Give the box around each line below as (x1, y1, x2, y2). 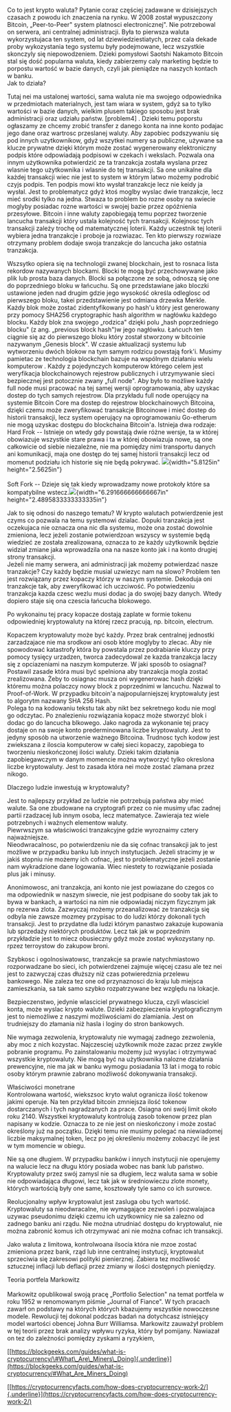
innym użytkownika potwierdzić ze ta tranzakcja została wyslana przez (7, 158, 208, 166)
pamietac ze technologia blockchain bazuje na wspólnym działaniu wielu (7, 355, 213, 362)
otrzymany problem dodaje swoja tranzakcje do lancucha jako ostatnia (7, 239, 207, 247)
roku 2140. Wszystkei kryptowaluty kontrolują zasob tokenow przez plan (7, 1112, 212, 1121)
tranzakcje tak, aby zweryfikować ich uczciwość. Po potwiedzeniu (7, 582, 195, 590)
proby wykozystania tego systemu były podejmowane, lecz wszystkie (7, 43, 205, 50)
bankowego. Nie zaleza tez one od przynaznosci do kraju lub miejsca (7, 977, 203, 985)
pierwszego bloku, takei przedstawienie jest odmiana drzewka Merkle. (7, 296, 207, 304)
